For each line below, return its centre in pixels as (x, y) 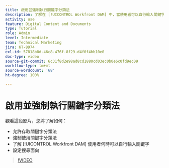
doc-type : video (22, 56)
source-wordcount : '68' (30, 71)
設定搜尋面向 (26, 150)
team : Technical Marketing (33, 43)
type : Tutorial (21, 29)
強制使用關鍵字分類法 (34, 137)
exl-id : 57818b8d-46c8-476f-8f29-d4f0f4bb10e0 (55, 52)
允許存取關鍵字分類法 (34, 131)
